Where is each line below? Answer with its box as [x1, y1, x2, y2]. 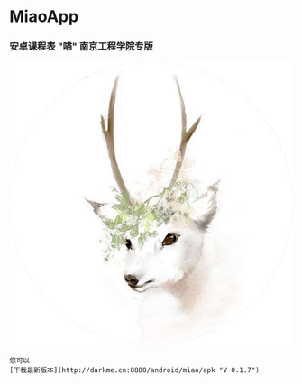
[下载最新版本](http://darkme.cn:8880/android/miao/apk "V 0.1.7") [9, 365, 260, 375]
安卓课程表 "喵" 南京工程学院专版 [9, 41, 153, 53]
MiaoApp [9, 6, 79, 27]
